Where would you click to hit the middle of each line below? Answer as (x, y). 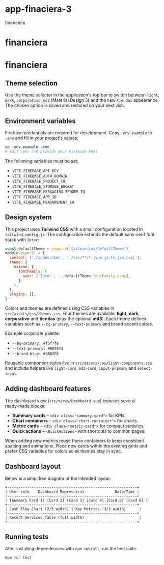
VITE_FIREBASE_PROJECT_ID (39, 181)
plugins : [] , (23, 294)
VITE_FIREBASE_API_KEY (35, 171)
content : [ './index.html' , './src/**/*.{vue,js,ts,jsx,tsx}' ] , (75, 258)
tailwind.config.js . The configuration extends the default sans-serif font (80, 234)
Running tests (27, 537)
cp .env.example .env (27, 147)
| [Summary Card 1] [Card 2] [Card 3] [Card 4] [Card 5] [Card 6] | (77, 500)
